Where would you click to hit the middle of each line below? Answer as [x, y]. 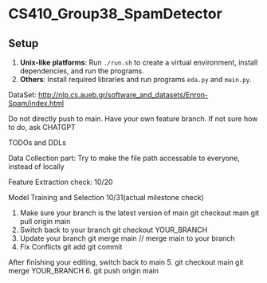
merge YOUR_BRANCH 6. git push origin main [84, 271]
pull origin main [45, 221]
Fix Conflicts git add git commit [71, 247]
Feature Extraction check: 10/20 [61, 182]
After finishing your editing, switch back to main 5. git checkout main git [126, 262]
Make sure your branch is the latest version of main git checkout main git [139, 213]
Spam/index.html [36, 103]
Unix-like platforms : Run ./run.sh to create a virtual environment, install [139, 62]
